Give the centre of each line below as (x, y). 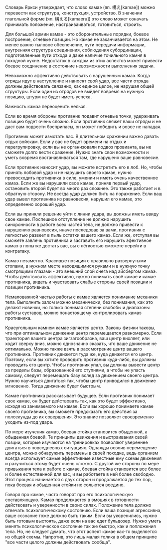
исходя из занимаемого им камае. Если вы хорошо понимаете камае (79, 406)
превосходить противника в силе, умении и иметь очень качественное (82, 178)
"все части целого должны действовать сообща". (58, 542)
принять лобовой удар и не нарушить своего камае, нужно (69, 173)
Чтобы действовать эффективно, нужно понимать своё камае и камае (81, 276)
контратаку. (18, 251)
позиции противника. (28, 287)
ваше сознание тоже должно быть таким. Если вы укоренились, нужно (81, 516)
